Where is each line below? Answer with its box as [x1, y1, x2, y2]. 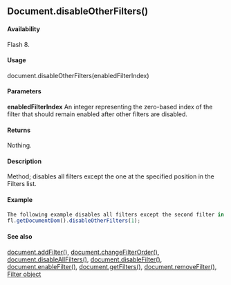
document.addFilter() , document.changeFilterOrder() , [7, 248, 160, 256]
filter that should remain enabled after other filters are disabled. [7, 110, 188, 118]
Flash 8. [7, 40, 30, 48]
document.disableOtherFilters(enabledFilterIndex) [7, 71, 150, 80]
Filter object [7, 270, 41, 278]
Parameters [7, 87, 41, 95]
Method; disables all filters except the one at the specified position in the [7, 172, 214, 181]
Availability [7, 24, 40, 33]
